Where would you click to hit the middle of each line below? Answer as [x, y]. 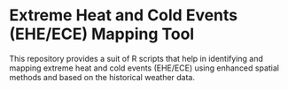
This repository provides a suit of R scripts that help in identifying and [136, 58]
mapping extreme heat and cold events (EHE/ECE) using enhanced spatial [144, 68]
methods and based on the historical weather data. [102, 77]
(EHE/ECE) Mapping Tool [102, 34]
